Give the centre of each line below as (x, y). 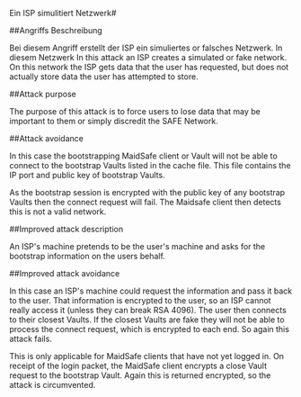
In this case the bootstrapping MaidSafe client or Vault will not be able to (144, 156)
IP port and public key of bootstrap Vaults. (87, 175)
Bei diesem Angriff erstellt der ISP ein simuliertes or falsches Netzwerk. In (146, 48)
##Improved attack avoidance (65, 273)
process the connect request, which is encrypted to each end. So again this (150, 329)
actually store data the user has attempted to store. (104, 77)
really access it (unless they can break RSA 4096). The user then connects (148, 310)
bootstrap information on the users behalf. (88, 256)
